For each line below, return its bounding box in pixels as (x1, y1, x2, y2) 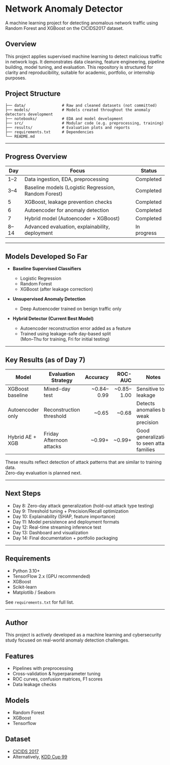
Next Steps (5, 489, 41, 498)
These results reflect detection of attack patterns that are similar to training (5, 459, 162, 465)
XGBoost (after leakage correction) (20, 286, 94, 292)
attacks (44, 443, 62, 450)
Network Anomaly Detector (5, 3, 123, 15)
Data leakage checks (12, 682, 57, 688)
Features (5, 652, 34, 660)
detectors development (5, 112, 53, 117)
